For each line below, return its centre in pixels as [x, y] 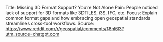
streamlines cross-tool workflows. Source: [50, 23]
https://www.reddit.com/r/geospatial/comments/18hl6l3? [65, 29]
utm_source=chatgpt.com [32, 34]
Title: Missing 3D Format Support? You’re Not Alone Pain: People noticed [81, 7]
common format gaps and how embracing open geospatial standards [78, 18]
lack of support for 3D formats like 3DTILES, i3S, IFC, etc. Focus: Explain [81, 13]
